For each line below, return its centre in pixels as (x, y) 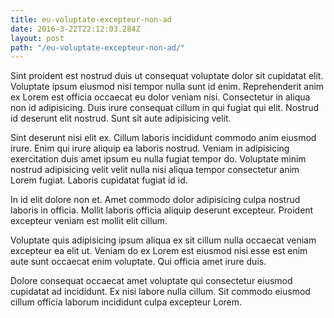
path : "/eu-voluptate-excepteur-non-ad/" (98, 47)
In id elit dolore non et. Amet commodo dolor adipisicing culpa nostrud (155, 200)
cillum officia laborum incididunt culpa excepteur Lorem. (126, 302)
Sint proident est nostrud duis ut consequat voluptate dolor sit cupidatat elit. (167, 76)
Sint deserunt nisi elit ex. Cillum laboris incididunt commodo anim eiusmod (163, 138)
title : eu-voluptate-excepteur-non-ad (91, 19)
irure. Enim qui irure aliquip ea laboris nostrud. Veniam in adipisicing (150, 148)
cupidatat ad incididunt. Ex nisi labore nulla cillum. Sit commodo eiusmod (160, 292)
